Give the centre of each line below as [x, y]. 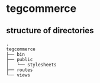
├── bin [16, 55]
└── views [18, 75]
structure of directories [50, 31]
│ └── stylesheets [32, 65]
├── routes [20, 70]
